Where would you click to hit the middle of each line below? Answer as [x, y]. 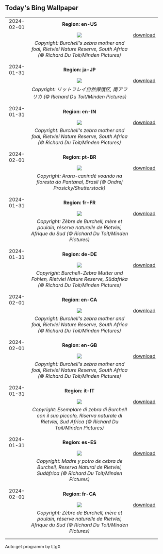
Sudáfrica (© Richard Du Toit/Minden [80, 473]
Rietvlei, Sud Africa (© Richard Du [80, 421]
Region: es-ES [80, 442]
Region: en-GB [79, 345]
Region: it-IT [80, 390]
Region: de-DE [80, 254]
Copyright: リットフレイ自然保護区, [71, 89]
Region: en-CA [80, 300]
